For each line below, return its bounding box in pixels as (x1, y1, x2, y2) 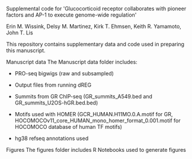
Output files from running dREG (14, 81, 92, 88)
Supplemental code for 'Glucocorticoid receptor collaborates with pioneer (6, 5, 187, 12)
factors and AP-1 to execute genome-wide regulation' (6, 11, 137, 18)
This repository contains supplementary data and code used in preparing (6, 41, 185, 47)
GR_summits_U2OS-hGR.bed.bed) (14, 99, 98, 106)
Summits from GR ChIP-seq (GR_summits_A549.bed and (14, 93, 153, 100)
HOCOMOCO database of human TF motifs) (14, 123, 123, 130)
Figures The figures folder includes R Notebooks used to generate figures (6, 147, 187, 153)
